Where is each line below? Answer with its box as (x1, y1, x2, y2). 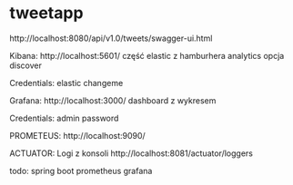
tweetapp (9, 3, 84, 24)
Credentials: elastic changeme (9, 77, 124, 88)
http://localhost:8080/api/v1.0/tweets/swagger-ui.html (9, 33, 213, 44)
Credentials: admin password (9, 112, 119, 123)
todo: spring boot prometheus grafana (9, 165, 153, 176)
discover (9, 60, 43, 71)
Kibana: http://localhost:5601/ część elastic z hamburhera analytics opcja (9, 50, 285, 61)
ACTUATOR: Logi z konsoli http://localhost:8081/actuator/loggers (9, 148, 253, 159)
